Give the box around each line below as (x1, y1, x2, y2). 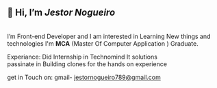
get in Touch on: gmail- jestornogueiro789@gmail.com (7, 73, 161, 81)
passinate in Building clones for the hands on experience (7, 59, 168, 68)
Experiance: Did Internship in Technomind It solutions (7, 53, 157, 61)
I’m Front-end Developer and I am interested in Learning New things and (7, 32, 211, 40)
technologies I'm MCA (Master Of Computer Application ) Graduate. (7, 39, 199, 48)
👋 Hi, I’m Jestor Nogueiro (7, 7, 116, 18)
